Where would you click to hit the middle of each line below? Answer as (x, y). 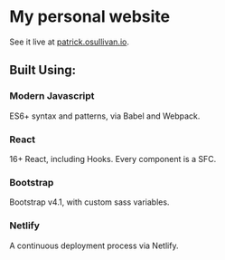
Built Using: (43, 70)
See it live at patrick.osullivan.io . (69, 42)
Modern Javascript (52, 96)
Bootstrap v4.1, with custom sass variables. (89, 202)
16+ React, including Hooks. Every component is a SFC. (113, 159)
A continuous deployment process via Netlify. (94, 246)
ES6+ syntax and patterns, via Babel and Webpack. (105, 116)
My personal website (90, 17)
